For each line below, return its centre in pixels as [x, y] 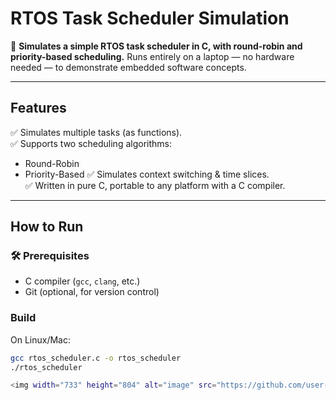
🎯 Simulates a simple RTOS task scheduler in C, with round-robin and [156, 46]
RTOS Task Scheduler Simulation [150, 18]
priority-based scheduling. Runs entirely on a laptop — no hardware [152, 56]
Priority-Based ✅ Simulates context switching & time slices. [147, 174]
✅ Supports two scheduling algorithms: [91, 143]
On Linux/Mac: [40, 339]
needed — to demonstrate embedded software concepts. [128, 67]
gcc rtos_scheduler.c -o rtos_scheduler [96, 358]
